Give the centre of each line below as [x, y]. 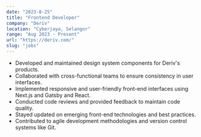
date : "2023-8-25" [29, 12]
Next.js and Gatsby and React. [53, 95]
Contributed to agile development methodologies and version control [101, 121]
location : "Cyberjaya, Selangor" [48, 29]
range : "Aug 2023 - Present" [43, 35]
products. [27, 69]
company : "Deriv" [28, 23]
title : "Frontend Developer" [43, 18]
